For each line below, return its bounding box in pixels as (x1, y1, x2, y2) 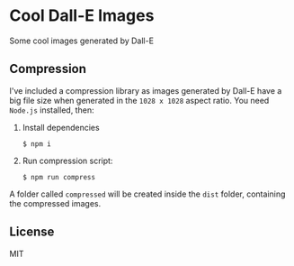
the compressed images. (9, 197, 102, 208)
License (9, 225, 55, 240)
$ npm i (22, 139, 51, 149)
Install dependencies (22, 122, 101, 133)
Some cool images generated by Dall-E (9, 35, 155, 46)
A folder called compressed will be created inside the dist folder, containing (9, 188, 286, 199)
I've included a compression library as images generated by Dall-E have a (9, 85, 282, 96)
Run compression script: (22, 155, 113, 166)
